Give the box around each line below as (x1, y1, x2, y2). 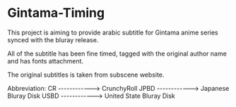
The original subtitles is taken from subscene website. (7, 70, 165, 79)
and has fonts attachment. (7, 56, 83, 65)
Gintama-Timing (7, 5, 105, 21)
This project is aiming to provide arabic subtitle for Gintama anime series (7, 28, 218, 37)
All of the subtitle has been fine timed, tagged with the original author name (7, 49, 228, 58)
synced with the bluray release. (7, 35, 99, 44)
